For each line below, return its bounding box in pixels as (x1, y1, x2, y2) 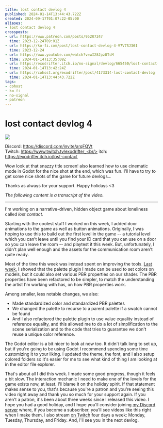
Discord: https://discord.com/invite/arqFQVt (5, 144, 93, 149)
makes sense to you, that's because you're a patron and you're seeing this (5, 386, 154, 392)
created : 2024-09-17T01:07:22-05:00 (5, 16, 79, 21)
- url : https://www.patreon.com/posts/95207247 (5, 34, 103, 39)
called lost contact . (5, 212, 44, 217)
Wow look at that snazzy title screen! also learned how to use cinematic (5, 163, 148, 169)
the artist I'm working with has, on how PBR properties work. (5, 282, 126, 288)
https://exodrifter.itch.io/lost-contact (5, 154, 78, 160)
